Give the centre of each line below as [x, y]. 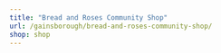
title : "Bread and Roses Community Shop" [89, 18]
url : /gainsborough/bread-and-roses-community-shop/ [111, 26]
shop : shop [30, 34]
